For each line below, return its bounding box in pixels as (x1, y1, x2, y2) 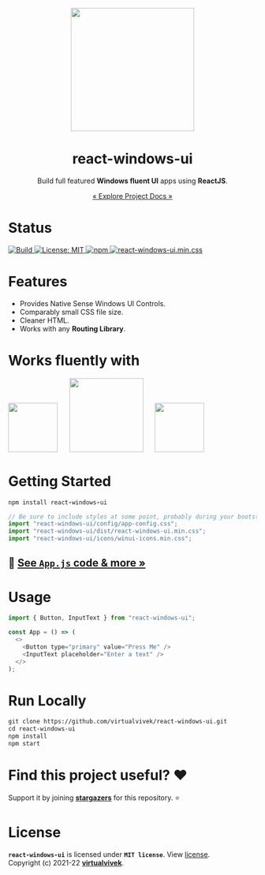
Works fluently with (8, 352, 140, 369)
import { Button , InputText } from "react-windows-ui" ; (8, 614, 196, 623)
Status (8, 219, 53, 237)
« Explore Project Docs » (91, 191, 174, 200)
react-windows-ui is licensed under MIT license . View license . (8, 849, 211, 859)
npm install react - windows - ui (8, 498, 108, 507)
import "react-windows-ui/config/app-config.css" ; (8, 520, 178, 528)
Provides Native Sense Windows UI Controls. (19, 298, 166, 308)
